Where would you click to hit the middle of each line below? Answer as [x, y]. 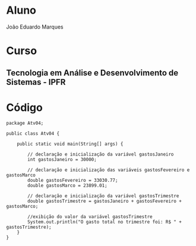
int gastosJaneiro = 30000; [62, 160]
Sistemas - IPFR [36, 82]
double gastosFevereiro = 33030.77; [73, 181]
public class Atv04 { [33, 134]
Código [24, 107]
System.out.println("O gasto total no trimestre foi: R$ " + [105, 222]
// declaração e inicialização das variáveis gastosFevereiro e [109, 170]
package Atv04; [25, 123]
